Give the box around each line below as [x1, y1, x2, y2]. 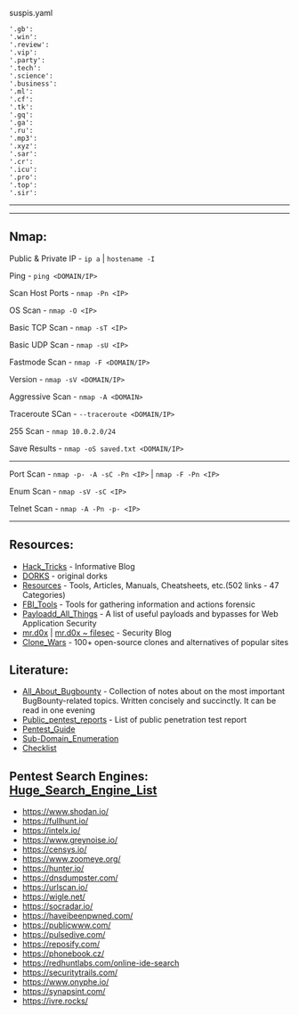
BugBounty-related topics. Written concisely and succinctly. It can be [21, 695, 277, 707]
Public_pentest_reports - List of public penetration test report [21, 715, 247, 725]
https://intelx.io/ [21, 825, 81, 836]
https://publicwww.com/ [21, 920, 111, 930]
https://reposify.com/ [21, 939, 101, 950]
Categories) [21, 589, 66, 600]
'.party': [9, 56, 46, 65]
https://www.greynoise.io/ [21, 835, 118, 846]
